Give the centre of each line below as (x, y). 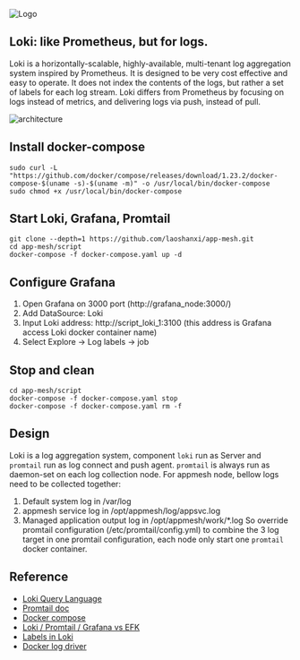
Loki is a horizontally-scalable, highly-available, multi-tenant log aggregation (150, 64)
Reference (39, 577)
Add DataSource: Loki (63, 313)
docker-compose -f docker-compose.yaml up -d (95, 255)
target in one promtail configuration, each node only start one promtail (153, 539)
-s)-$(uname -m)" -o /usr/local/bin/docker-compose (171, 184)
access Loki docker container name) (90, 332)
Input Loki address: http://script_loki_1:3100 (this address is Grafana (147, 323)
